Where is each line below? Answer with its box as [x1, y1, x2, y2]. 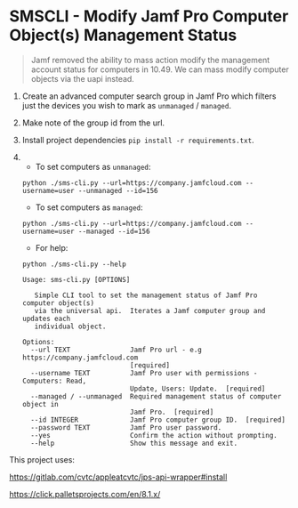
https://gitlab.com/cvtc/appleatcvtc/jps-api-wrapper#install [9, 472, 228, 482]
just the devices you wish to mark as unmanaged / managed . [21, 100, 231, 110]
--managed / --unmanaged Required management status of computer [30, 391, 282, 401]
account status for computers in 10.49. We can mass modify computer [30, 64, 289, 75]
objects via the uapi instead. [30, 73, 135, 84]
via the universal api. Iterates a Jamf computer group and [34, 306, 266, 315]
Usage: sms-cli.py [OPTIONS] [21, 275, 131, 284]
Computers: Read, [21, 376, 87, 385]
